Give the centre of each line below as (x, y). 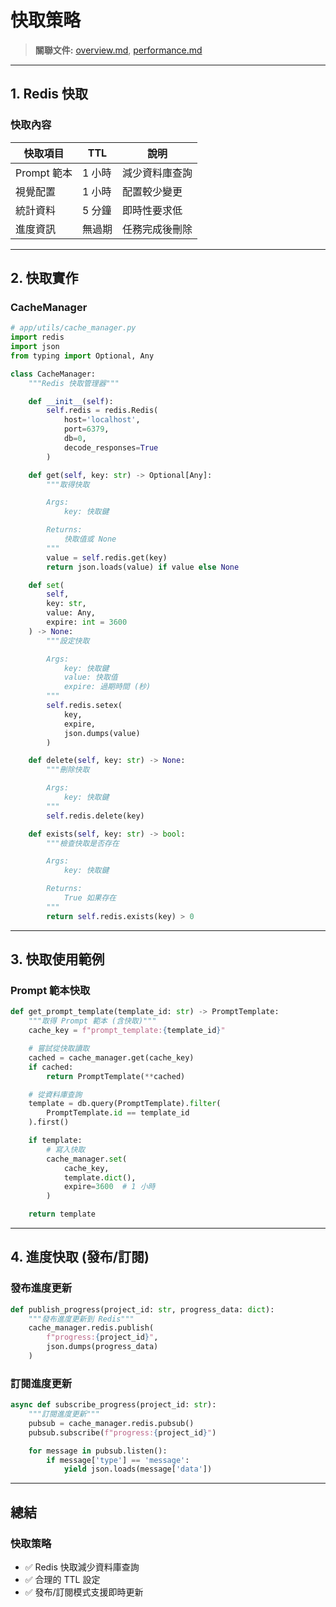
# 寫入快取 (66, 1149)
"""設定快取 (68, 641)
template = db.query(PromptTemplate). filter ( (125, 1104)
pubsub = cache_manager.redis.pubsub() (111, 1423)
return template (62, 1214)
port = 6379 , (86, 429)
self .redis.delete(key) (95, 816)
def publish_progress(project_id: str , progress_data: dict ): (142, 1309)
